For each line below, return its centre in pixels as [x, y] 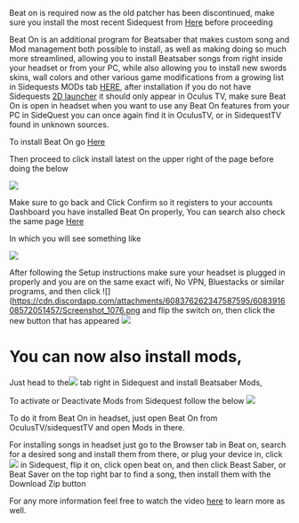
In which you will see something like [75, 238]
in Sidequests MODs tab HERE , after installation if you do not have [130, 87]
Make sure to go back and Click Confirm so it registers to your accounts [141, 202]
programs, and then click [55, 291]
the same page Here [47, 221]
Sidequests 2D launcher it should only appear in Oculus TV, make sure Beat [148, 96]
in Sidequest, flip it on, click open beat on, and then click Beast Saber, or [153, 464]
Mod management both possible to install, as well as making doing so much [148, 49]
